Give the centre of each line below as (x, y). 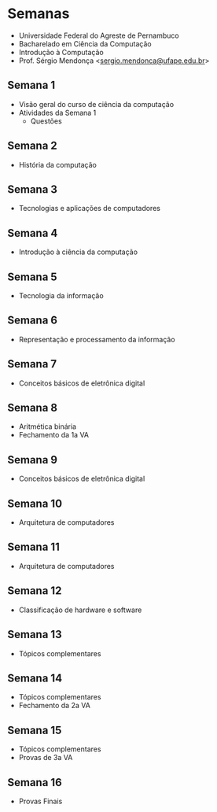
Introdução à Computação (61, 52)
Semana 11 (33, 547)
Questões (46, 121)
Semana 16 (35, 782)
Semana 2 (33, 146)
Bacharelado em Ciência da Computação (85, 43)
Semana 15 (35, 730)
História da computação (58, 164)
